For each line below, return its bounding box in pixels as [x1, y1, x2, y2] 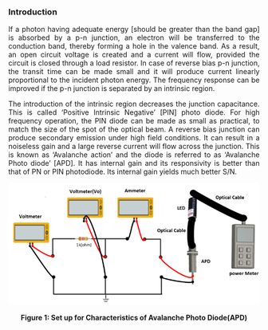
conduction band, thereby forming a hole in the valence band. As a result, [8, 41, 260, 51]
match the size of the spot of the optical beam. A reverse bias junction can [8, 124, 260, 134]
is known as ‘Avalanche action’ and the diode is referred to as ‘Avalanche [8, 150, 260, 159]
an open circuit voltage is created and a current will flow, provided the [8, 50, 260, 60]
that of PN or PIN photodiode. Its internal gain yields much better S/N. [8, 167, 238, 177]
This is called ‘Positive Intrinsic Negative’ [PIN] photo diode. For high [8, 108, 260, 117]
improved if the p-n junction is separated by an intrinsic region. [8, 84, 215, 93]
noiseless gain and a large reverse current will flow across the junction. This [8, 142, 260, 151]
